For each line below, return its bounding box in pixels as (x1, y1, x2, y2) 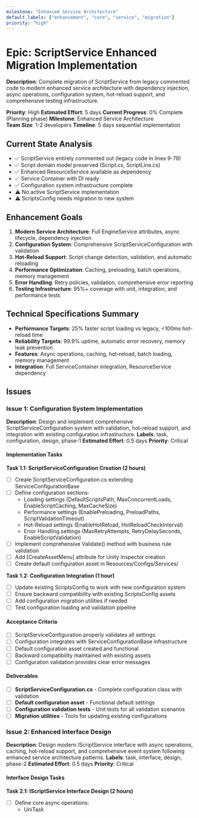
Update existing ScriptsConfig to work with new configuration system (14, 583, 186, 591)
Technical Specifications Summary (6, 309, 139, 319)
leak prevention (14, 343, 54, 351)
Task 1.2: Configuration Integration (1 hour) (6, 572, 115, 579)
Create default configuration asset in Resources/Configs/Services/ (14, 560, 179, 567)
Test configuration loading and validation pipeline (14, 604, 136, 611)
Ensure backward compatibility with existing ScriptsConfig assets (14, 591, 176, 598)
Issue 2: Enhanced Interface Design (6, 728, 111, 736)
